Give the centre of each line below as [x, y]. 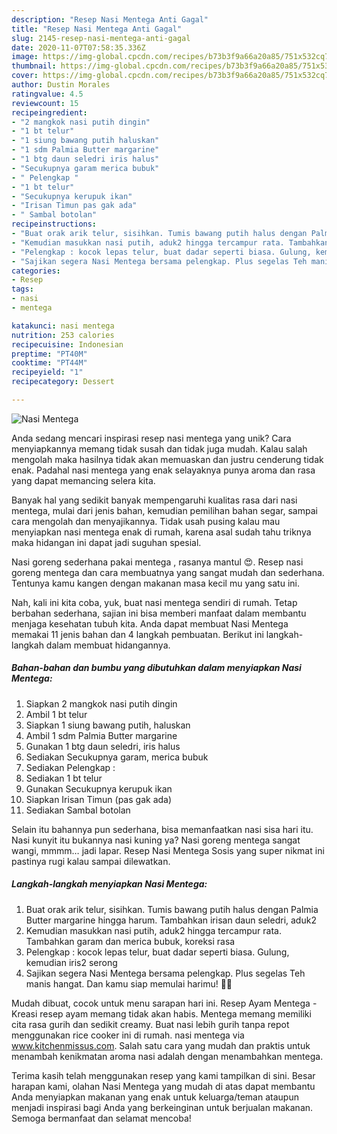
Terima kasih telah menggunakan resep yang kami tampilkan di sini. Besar [163, 1075]
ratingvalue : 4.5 [47, 94]
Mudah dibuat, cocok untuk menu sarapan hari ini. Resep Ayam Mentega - [164, 1003]
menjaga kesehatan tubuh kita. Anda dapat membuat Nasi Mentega [150, 623]
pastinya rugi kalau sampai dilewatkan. [91, 861]
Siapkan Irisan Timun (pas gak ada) [99, 799]
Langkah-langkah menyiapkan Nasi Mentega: [109, 884]
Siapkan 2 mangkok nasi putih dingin [101, 703]
